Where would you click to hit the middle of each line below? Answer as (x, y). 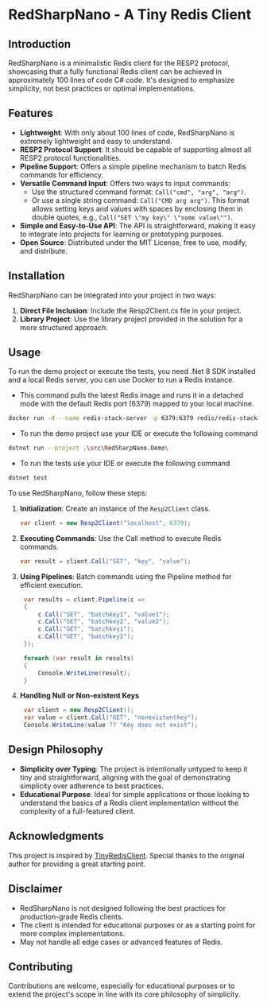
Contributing (41, 967)
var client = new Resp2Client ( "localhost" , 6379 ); (105, 523)
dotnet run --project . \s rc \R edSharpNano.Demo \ (89, 448)
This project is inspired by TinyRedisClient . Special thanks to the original (126, 855)
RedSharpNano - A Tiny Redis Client (130, 15)
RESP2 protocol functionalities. (70, 157)
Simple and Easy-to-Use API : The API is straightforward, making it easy (137, 225)
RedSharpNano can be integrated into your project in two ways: (112, 295)
